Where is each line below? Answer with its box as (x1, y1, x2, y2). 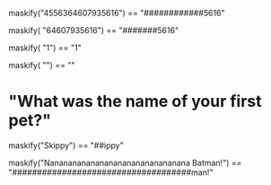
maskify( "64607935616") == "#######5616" (8, 25, 179, 35)
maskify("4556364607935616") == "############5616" (8, 8, 225, 18)
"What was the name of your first (8, 92, 262, 111)
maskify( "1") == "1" (8, 42, 82, 53)
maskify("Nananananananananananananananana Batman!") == (8, 157, 242, 168)
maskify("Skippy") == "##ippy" (8, 139, 124, 151)
